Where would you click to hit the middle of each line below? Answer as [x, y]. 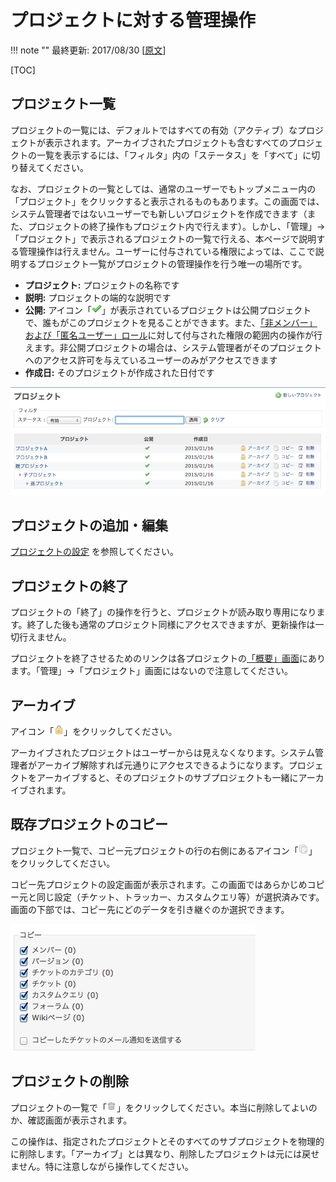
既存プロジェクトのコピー [89, 824]
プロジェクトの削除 [69, 1081]
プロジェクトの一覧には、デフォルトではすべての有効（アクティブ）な [154, 130]
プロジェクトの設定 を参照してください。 [95, 552]
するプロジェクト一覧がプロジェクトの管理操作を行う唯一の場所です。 [163, 263]
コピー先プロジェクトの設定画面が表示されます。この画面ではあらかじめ [159, 884]
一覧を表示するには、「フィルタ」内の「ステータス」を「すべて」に [174, 155]
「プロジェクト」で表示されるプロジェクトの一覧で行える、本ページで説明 [163, 238]
